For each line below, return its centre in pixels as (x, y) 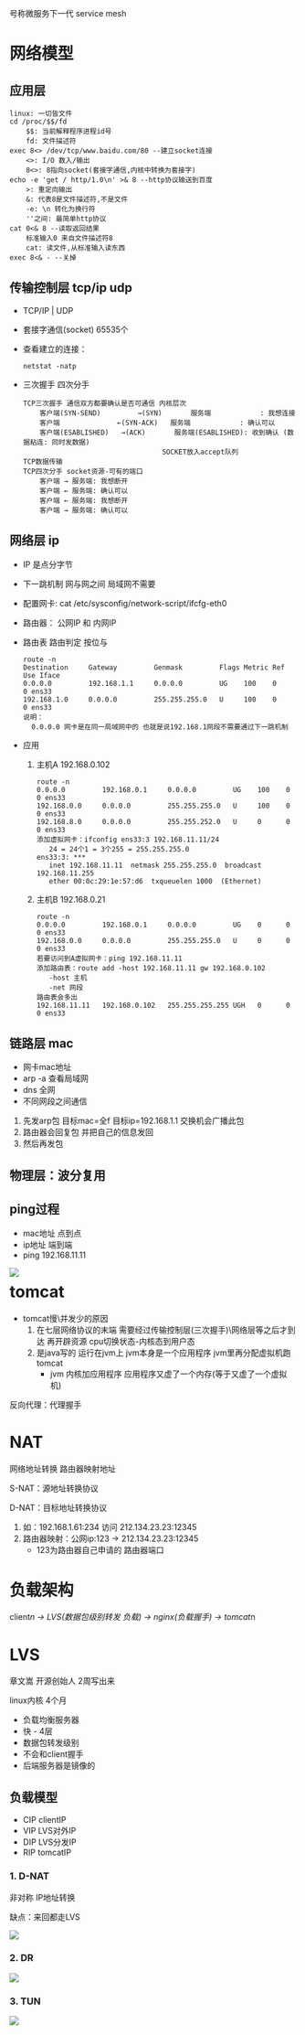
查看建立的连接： (55, 348)
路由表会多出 (57, 997)
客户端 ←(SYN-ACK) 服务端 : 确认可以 (158, 423)
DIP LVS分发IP (49, 1842)
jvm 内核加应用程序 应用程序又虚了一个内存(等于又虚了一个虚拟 (168, 1374)
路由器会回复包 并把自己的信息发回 (88, 1132)
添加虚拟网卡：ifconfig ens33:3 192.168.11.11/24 (128, 840)
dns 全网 (39, 1090)
